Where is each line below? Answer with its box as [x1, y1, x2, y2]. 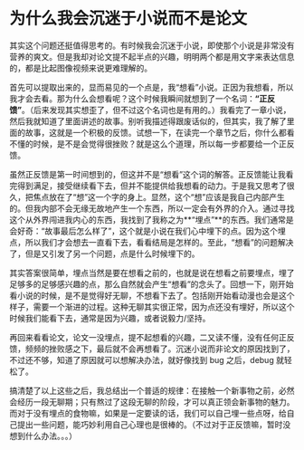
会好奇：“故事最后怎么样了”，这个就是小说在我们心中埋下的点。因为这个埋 [9, 225, 287, 236]
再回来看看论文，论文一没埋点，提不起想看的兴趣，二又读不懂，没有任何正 [9, 331, 287, 342]
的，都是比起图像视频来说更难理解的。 [9, 62, 152, 73]
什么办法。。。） [24, 430, 77, 441]
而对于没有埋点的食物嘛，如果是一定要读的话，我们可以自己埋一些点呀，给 [9, 407, 287, 418]
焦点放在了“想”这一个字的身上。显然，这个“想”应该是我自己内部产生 [33, 191, 285, 202]
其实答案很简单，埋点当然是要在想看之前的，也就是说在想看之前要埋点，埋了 [9, 267, 295, 278]
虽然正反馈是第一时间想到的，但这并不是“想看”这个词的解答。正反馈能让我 [9, 168, 287, 179]
